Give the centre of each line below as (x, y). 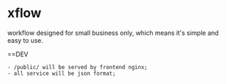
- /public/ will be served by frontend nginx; (77, 67)
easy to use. (25, 40)
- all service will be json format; (61, 73)
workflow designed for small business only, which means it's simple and (113, 33)
